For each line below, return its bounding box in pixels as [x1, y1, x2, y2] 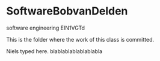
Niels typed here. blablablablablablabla [6, 47, 103, 55]
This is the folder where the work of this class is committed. [6, 36, 155, 43]
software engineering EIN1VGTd [6, 24, 85, 31]
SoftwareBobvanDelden [6, 4, 128, 18]
